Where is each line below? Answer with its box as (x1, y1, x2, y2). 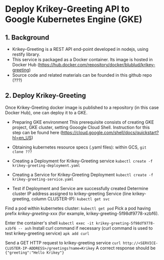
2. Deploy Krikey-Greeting (5, 91, 86, 100)
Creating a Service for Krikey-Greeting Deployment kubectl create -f (12, 172, 154, 177)
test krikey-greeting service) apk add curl (5, 230, 89, 236)
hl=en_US (12, 134, 32, 140)
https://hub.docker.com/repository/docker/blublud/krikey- (39, 62, 155, 67)
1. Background (5, 33, 50, 42)
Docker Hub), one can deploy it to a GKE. (5, 109, 88, 115)
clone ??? (12, 149, 33, 154)
